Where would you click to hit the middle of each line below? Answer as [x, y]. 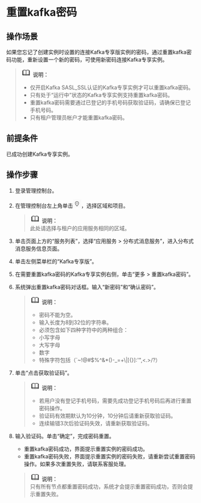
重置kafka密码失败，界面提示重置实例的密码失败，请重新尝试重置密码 [109, 456]
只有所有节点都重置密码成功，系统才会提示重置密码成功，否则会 [109, 486]
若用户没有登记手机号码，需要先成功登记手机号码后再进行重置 [115, 401]
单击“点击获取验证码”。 [44, 373]
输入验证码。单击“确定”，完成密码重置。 [65, 436]
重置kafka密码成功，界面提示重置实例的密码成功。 [86, 449]
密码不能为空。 [57, 314]
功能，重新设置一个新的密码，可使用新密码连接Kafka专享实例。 [89, 60]
